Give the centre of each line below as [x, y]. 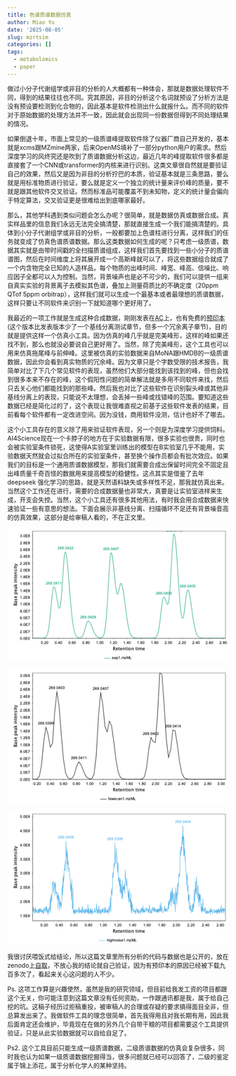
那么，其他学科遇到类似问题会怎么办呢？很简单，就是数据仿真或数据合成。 [115, 215]
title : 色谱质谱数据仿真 [39, 15]
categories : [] [29, 45]
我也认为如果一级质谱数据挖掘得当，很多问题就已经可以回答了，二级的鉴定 [121, 1057]
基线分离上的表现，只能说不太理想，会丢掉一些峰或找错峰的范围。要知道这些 [118, 396]
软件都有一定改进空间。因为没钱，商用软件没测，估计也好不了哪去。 [130, 414]
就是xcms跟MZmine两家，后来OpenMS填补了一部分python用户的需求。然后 [117, 147]
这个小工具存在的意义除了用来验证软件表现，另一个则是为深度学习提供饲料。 [118, 429]
